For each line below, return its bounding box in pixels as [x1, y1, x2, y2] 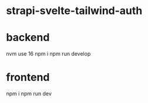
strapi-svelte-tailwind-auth [6, 4, 143, 18]
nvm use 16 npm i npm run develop [6, 50, 91, 57]
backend [6, 31, 50, 44]
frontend [6, 71, 50, 84]
